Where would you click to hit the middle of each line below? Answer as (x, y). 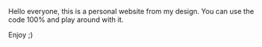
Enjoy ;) (21, 35)
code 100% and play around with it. (66, 20)
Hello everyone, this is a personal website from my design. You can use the (131, 11)
